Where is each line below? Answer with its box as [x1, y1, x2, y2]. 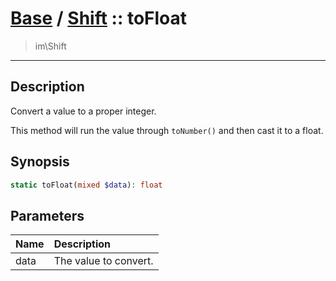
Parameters [10, 207, 85, 224]
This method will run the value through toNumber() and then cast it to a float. [10, 124, 324, 136]
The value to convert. [53, 254, 154, 268]
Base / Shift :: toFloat [10, 7, 188, 30]
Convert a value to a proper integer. [10, 105, 157, 117]
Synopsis [10, 153, 70, 171]
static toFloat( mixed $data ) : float [10, 180, 163, 190]
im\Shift [34, 40, 67, 52]
